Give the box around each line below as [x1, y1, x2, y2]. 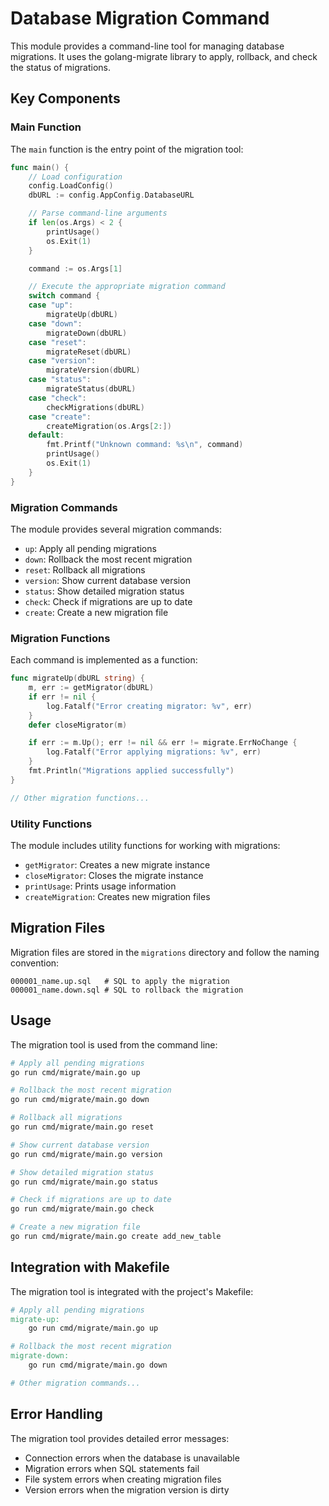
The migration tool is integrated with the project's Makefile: [10, 1285, 254, 1297]
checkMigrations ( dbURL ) [46, 402, 145, 412]
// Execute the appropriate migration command [28, 282, 226, 292]
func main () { [10, 162, 70, 172]
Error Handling [10, 1406, 103, 1423]
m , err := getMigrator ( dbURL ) [28, 683, 155, 693]
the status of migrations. [10, 61, 111, 73]
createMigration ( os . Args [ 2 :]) [46, 421, 172, 431]
